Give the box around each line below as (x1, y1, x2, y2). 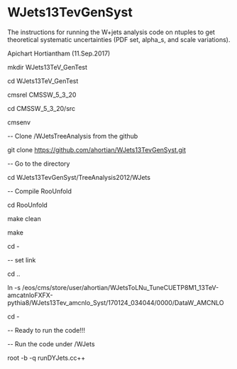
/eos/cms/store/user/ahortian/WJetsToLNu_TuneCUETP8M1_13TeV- (22, 283, 219, 292)
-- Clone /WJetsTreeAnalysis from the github (7, 132, 138, 140)
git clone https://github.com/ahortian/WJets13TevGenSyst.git (7, 145, 187, 154)
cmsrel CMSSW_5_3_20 (7, 90, 77, 99)
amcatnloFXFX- (7, 291, 53, 299)
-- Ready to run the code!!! (7, 326, 85, 334)
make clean (7, 214, 41, 223)
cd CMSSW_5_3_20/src (7, 104, 76, 112)
